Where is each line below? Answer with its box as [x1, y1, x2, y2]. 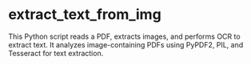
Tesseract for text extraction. [8, 48, 104, 58]
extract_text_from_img [8, 6, 161, 24]
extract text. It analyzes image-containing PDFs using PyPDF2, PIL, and [8, 40, 244, 49]
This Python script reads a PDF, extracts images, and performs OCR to [8, 32, 241, 41]
